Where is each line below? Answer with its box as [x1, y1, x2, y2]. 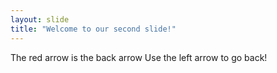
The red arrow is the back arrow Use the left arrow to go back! [10, 51, 268, 63]
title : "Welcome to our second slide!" [10, 24, 177, 34]
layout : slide [10, 14, 70, 25]
